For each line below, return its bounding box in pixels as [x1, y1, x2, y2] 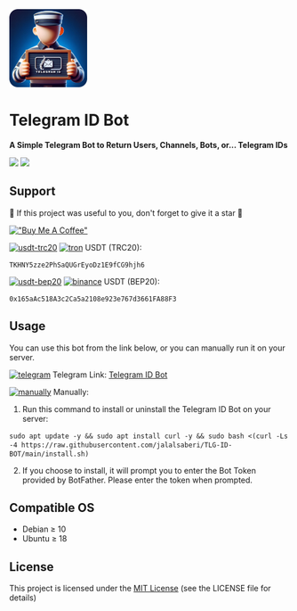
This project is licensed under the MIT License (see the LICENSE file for [9, 583, 271, 594]
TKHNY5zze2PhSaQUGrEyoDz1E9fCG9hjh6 [9, 260, 145, 269]
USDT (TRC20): [84, 242, 142, 252]
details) [9, 592, 37, 603]
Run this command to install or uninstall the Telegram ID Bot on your [21, 403, 271, 414]
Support [9, 184, 56, 199]
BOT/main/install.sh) [9, 450, 90, 458]
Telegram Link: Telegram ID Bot [52, 369, 168, 380]
